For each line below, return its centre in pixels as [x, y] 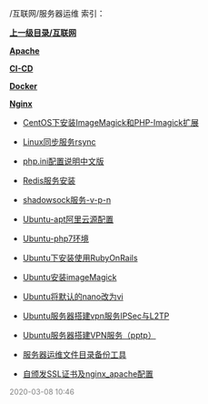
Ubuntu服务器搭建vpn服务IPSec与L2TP [96, 316]
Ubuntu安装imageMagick [69, 277]
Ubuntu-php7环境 [55, 238]
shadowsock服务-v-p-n [67, 200]
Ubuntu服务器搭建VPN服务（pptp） [89, 335]
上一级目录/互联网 [43, 33]
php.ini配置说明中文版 [63, 161]
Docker [24, 86]
